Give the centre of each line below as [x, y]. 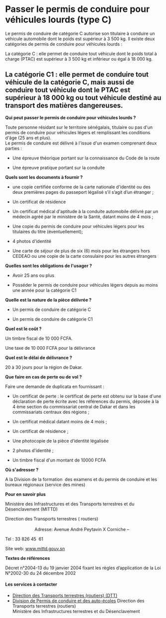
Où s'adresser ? [22, 469]
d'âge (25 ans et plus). [28, 138]
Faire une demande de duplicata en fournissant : [55, 386]
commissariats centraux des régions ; [51, 412]
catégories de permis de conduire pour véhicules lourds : [64, 44]
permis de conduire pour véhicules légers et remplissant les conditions [78, 132]
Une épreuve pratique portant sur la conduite [59, 167]
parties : [14, 148]
